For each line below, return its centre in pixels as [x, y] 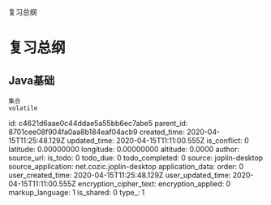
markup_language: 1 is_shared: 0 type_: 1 [77, 192]
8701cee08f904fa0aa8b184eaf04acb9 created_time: [97, 132]
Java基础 [32, 80]
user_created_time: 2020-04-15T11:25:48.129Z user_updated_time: [120, 175]
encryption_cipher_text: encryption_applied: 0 [154, 184]
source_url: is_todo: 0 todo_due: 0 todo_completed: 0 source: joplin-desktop [136, 158]
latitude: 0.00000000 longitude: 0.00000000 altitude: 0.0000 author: [124, 149]
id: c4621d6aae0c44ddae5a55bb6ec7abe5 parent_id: [98, 123]
